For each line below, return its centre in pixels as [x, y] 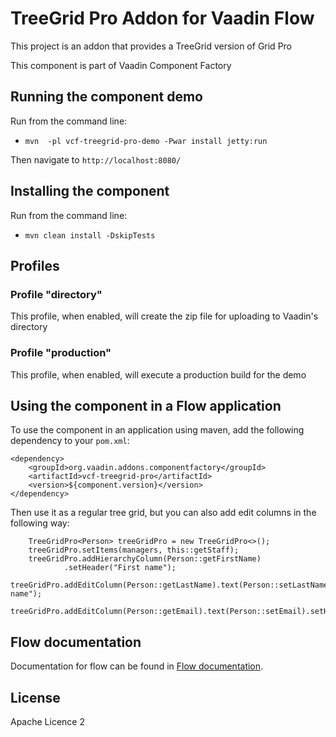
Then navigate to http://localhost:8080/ [96, 159]
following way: [40, 523]
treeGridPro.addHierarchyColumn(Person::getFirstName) [145, 559]
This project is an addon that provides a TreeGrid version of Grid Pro [151, 46]
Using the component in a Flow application [146, 405]
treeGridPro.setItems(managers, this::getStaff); [134, 550]
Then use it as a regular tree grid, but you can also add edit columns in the [163, 513]
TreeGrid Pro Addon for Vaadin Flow [162, 18]
